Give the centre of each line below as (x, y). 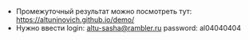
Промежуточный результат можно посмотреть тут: (104, 11)
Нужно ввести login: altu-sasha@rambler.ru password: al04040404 (128, 28)
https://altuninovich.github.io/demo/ (75, 20)
